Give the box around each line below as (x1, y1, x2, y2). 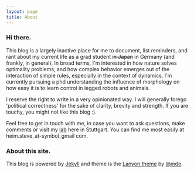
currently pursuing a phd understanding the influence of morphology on (6, 78, 180, 85)
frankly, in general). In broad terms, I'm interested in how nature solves (6, 59, 177, 66)
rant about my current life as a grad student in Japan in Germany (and (6, 53, 175, 60)
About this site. (6, 147, 51, 155)
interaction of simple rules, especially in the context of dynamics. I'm (6, 72, 172, 79)
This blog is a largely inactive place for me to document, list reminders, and (6, 46, 188, 54)
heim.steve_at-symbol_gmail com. (6, 132, 88, 139)
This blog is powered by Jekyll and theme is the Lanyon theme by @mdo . (6, 160, 183, 168)
